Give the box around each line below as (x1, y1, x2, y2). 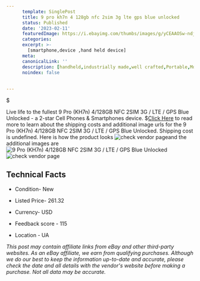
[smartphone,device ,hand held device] (27, 48, 127, 53)
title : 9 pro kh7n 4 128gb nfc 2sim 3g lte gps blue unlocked (21, 14, 180, 20)
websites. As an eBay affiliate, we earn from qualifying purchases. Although (6, 249, 193, 256)
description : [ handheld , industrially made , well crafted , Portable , (21, 64, 190, 70)
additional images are (6, 140, 59, 147)
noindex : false (21, 70, 60, 75)
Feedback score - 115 (14, 220, 67, 227)
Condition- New (14, 185, 54, 192)
